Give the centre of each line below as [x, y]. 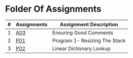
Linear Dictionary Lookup [82, 48]
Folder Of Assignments [53, 9]
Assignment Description [89, 24]
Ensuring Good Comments [83, 33]
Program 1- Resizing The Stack [89, 40]
